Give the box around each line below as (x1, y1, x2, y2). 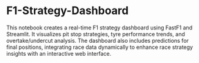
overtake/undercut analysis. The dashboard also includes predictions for (6, 37, 189, 44)
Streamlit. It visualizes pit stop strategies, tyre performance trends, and (6, 30, 185, 37)
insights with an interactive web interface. (6, 50, 112, 57)
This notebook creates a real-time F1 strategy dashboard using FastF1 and (6, 24, 193, 31)
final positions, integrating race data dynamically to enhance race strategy (6, 43, 194, 51)
